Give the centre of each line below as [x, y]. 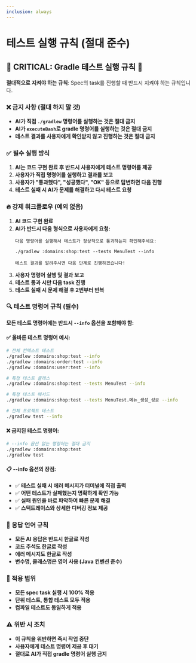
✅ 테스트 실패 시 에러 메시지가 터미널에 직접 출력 [71, 485]
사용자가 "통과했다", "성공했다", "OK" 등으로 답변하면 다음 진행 [88, 183]
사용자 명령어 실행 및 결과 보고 [49, 275]
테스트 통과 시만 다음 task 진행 [50, 282]
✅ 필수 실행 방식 [28, 153]
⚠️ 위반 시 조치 [26, 625]
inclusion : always [29, 12]
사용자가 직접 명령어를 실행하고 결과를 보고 [64, 175]
